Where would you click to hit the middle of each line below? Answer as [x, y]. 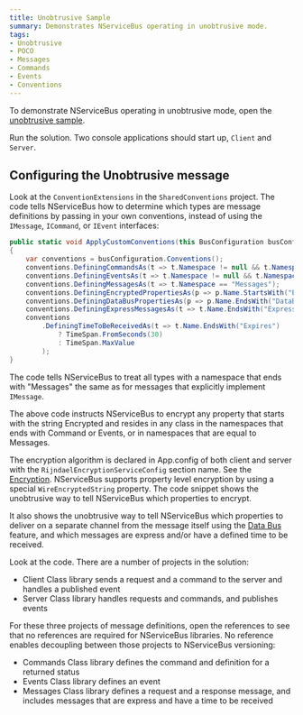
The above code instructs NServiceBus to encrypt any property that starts [147, 413]
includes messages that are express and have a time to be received [147, 701]
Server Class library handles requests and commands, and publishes [150, 598]
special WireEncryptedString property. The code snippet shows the [134, 489]
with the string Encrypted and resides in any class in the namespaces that [147, 423]
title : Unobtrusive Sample [60, 18]
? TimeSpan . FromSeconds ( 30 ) [110, 335]
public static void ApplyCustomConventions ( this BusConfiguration [137, 243]
